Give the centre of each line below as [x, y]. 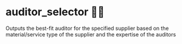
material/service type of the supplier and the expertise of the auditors [91, 34]
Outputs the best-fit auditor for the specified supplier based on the [87, 28]
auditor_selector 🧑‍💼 [55, 12]
